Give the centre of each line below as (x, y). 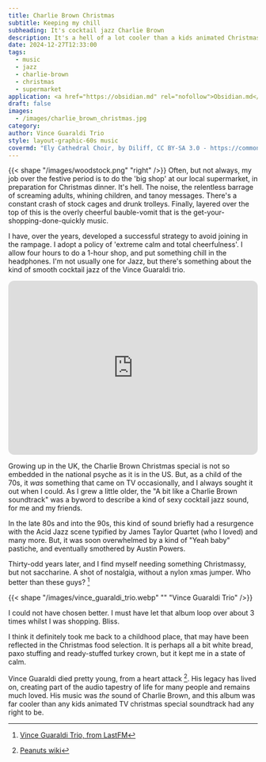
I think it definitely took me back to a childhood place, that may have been (129, 637)
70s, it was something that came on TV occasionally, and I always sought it (131, 483)
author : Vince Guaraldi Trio (56, 133)
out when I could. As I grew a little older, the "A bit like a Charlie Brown (123, 491)
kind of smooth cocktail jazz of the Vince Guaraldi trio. (97, 270)
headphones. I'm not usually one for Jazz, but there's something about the (130, 261)
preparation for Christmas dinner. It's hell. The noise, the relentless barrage (131, 188)
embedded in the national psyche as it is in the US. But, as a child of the (125, 475)
